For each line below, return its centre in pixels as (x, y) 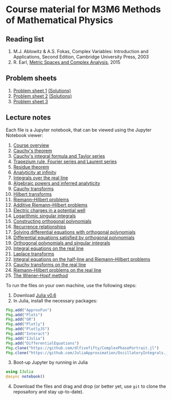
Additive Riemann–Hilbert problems (50, 205)
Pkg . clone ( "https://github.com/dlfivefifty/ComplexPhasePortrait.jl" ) (82, 348)
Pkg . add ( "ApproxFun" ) (29, 310)
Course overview (31, 145)
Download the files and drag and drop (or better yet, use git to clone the (90, 386)
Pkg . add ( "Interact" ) (28, 334)
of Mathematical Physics (59, 20)
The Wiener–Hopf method (41, 275)
